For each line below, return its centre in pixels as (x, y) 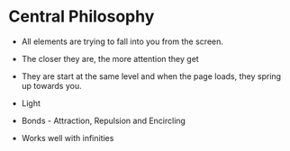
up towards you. (51, 85)
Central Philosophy (82, 17)
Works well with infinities (68, 138)
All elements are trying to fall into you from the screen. (122, 41)
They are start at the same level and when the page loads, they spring (151, 76)
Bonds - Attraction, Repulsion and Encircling (104, 120)
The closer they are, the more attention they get (110, 58)
